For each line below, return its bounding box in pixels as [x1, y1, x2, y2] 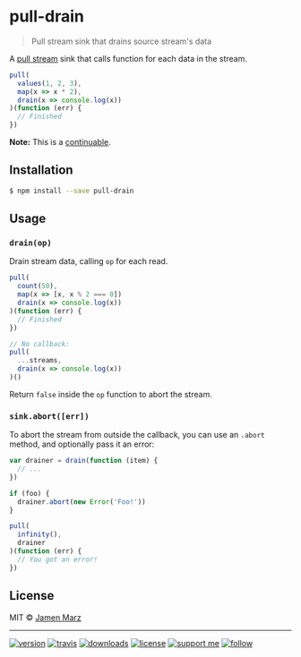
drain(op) [9, 238, 52, 248]
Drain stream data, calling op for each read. [9, 256, 168, 267]
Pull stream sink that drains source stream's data [30, 36, 212, 47]
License [9, 588, 55, 603]
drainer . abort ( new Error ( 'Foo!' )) [17, 497, 146, 507]
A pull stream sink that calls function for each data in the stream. [9, 53, 248, 64]
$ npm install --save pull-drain [9, 186, 134, 195]
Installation [9, 163, 73, 178]
